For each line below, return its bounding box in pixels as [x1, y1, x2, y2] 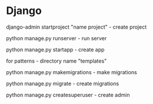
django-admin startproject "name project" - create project [6, 23, 147, 30]
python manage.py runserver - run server [6, 34, 107, 41]
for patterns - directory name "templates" [6, 57, 107, 64]
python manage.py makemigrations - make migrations [6, 68, 137, 75]
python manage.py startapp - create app [6, 46, 105, 53]
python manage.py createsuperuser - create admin [6, 91, 130, 98]
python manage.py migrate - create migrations [6, 80, 119, 87]
